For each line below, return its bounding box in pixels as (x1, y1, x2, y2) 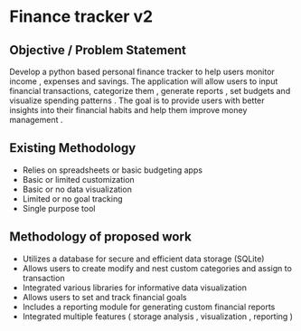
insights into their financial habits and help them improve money (9, 105, 248, 115)
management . (9, 115, 63, 125)
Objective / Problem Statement (9, 43, 187, 58)
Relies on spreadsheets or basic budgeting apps (22, 165, 203, 175)
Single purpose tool (22, 203, 96, 213)
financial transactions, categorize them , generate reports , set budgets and (9, 86, 291, 96)
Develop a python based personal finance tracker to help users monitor (9, 66, 276, 77)
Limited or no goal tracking (22, 193, 124, 204)
